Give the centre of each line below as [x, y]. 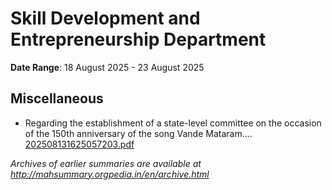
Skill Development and [105, 18]
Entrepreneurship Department [138, 39]
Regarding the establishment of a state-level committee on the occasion [173, 123]
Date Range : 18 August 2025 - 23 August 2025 [107, 67]
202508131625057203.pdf [79, 144]
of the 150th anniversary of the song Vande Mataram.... [138, 133]
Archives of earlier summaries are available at [106, 163]
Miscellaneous [57, 98]
